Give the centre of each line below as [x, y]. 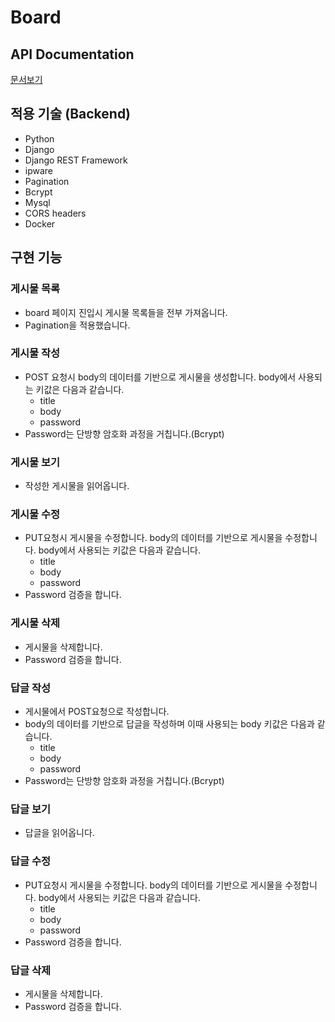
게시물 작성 [35, 353]
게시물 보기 [35, 462]
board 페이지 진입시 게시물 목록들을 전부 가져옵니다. [126, 312]
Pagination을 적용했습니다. [77, 325]
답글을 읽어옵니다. [59, 833]
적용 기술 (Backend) [71, 114]
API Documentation [72, 54]
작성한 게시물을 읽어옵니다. [77, 486]
